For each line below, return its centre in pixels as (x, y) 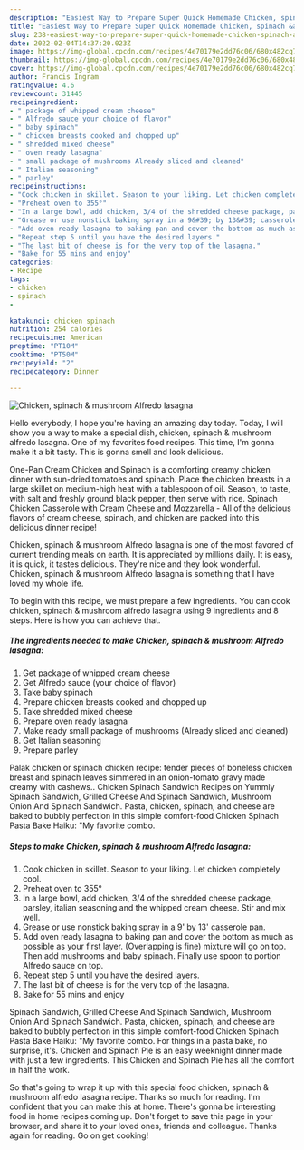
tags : (19, 279)
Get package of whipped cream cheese (96, 673)
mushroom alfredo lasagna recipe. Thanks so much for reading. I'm (135, 1097)
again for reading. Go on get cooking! (79, 1135)
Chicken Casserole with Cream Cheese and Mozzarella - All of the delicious (150, 508)
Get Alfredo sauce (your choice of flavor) (99, 683)
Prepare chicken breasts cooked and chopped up (114, 702)
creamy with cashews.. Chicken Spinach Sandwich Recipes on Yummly (142, 787)
